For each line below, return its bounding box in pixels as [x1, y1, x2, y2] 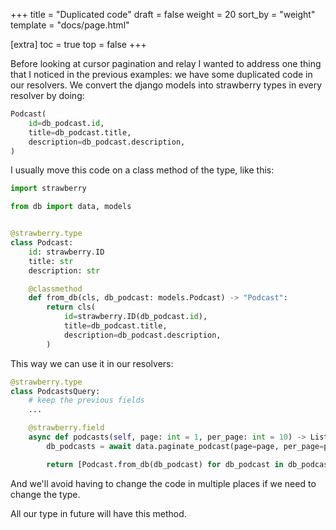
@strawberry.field [28, 423, 105, 433]
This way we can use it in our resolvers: [10, 357, 174, 369]
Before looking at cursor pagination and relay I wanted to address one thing [10, 58, 322, 69]
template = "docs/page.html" [10, 19, 130, 31]
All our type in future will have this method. [10, 507, 187, 519]
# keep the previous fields [28, 395, 145, 406]
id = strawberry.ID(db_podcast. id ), [63, 312, 208, 322]
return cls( [46, 302, 97, 313]
